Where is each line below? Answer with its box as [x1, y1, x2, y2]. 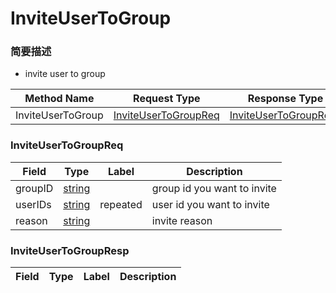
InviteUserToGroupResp [10, 243, 130, 257]
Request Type [133, 92, 201, 106]
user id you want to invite [151, 197, 270, 211]
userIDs [15, 197, 52, 211]
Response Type [247, 92, 324, 106]
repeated [99, 197, 143, 211]
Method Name [24, 92, 95, 106]
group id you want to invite [151, 181, 277, 195]
